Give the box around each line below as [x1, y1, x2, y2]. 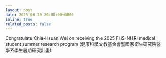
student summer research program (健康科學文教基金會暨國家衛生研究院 [5, 41, 157, 47]
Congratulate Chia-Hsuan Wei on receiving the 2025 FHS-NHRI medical [5, 35, 156, 41]
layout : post [5, 7, 33, 13]
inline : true [5, 17, 33, 22]
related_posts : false [5, 21, 51, 27]
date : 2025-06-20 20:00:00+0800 [5, 12, 74, 17]
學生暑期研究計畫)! [14, 47, 53, 53]
